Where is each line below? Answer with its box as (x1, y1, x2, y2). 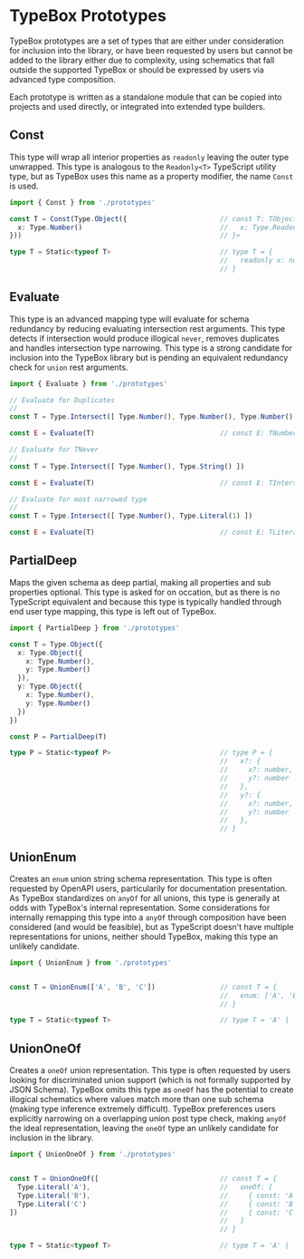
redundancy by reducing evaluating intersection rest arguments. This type (9, 323, 286, 334)
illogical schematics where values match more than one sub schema (9, 1094, 264, 1105)
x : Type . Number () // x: (17, 223, 249, 232)
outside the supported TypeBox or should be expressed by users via (9, 64, 264, 75)
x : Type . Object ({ (17, 648, 83, 657)
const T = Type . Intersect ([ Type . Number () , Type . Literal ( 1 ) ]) (9, 511, 253, 521)
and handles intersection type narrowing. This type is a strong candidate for (9, 342, 292, 353)
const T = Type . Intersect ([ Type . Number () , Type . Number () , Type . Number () (9, 412, 294, 421)
